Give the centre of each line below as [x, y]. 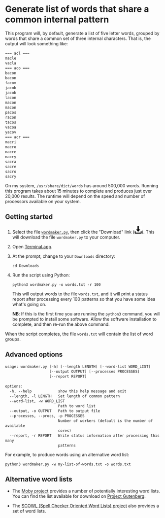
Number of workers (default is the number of [105, 421]
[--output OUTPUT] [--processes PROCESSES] [94, 371]
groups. [13, 339]
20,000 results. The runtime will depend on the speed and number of [75, 196]
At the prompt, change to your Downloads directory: [64, 256]
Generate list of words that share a [77, 9]
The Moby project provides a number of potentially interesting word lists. [86, 491]
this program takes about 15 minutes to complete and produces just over [79, 191]
